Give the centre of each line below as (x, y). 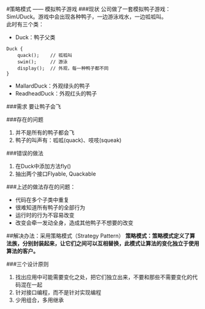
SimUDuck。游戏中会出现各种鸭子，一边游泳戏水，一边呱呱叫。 (87, 17)
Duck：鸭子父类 (35, 37)
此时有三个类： (25, 24)
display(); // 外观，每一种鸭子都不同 (63, 69)
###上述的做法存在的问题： (41, 187)
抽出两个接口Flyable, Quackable (55, 174)
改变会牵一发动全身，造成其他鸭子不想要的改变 (74, 223)
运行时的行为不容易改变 (45, 215)
